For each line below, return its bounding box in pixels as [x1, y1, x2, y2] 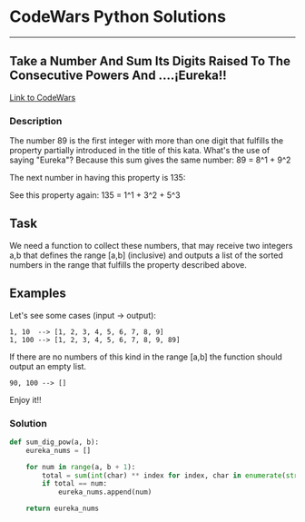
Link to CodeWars [9, 92, 76, 103]
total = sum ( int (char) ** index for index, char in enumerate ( [42, 470, 286, 480]
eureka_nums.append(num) [57, 488, 152, 497]
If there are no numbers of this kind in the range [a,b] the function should [9, 351, 283, 362]
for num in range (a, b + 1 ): [25, 462, 136, 471]
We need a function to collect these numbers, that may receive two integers [9, 240, 293, 251]
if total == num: [42, 479, 107, 488]
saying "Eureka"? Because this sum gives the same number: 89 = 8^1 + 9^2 [9, 154, 291, 165]
